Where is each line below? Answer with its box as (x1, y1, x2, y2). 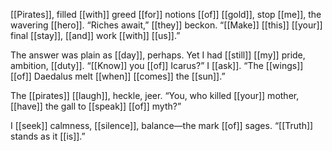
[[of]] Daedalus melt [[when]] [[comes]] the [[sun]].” (10, 70, 226, 82)
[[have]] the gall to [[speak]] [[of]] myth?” (10, 100, 182, 112)
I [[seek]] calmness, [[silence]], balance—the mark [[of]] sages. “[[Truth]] (10, 120, 314, 131)
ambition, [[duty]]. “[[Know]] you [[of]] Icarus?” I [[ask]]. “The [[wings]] (10, 60, 304, 71)
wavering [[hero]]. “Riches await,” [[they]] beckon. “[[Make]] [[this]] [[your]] (10, 19, 323, 31)
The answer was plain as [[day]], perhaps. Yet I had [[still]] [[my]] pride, (10, 49, 306, 61)
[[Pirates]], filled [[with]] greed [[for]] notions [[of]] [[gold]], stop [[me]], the (10, 9, 322, 20)
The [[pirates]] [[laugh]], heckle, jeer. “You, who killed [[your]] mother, (10, 90, 300, 101)
